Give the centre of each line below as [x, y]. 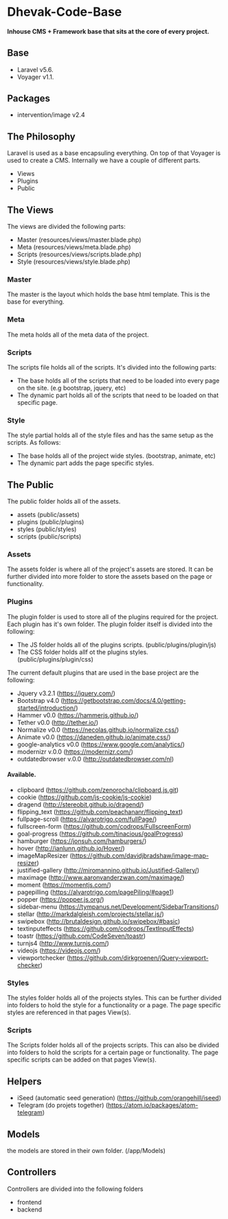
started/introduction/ [46, 708]
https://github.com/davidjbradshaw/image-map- [140, 855]
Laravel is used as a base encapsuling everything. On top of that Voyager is [114, 153]
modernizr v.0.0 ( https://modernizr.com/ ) [75, 751]
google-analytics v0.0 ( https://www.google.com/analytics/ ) [101, 744]
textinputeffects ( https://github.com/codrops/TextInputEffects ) [105, 928]
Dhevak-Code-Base [65, 12]
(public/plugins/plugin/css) [55, 659]
